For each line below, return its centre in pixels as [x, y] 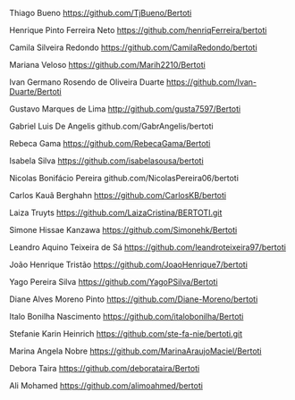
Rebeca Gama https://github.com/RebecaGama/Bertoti [110, 143]
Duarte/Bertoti [36, 92]
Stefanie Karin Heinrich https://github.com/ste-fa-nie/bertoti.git [126, 333]
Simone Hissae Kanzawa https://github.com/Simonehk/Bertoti [123, 230]
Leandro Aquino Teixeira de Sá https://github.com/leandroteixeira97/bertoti [147, 247]
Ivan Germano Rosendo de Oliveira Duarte [87, 82]
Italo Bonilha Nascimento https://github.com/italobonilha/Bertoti [126, 317]
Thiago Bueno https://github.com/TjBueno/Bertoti [101, 13]
